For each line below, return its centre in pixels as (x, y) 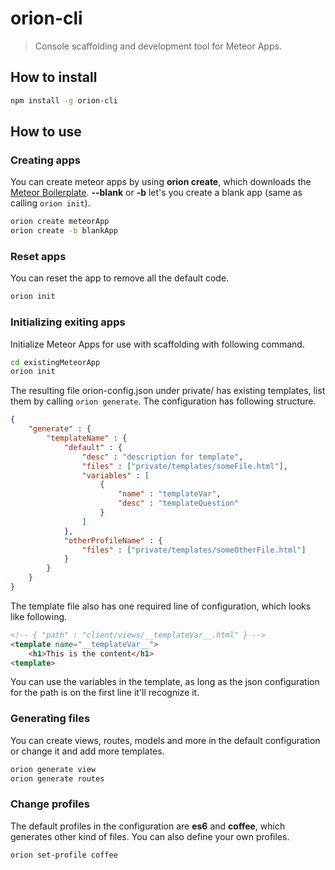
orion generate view (53, 769)
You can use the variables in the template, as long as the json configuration (165, 682)
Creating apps (45, 160)
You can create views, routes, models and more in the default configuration (165, 740)
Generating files (50, 719)
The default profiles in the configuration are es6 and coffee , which (148, 826)
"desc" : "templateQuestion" (178, 503)
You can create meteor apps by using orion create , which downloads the (161, 182)
